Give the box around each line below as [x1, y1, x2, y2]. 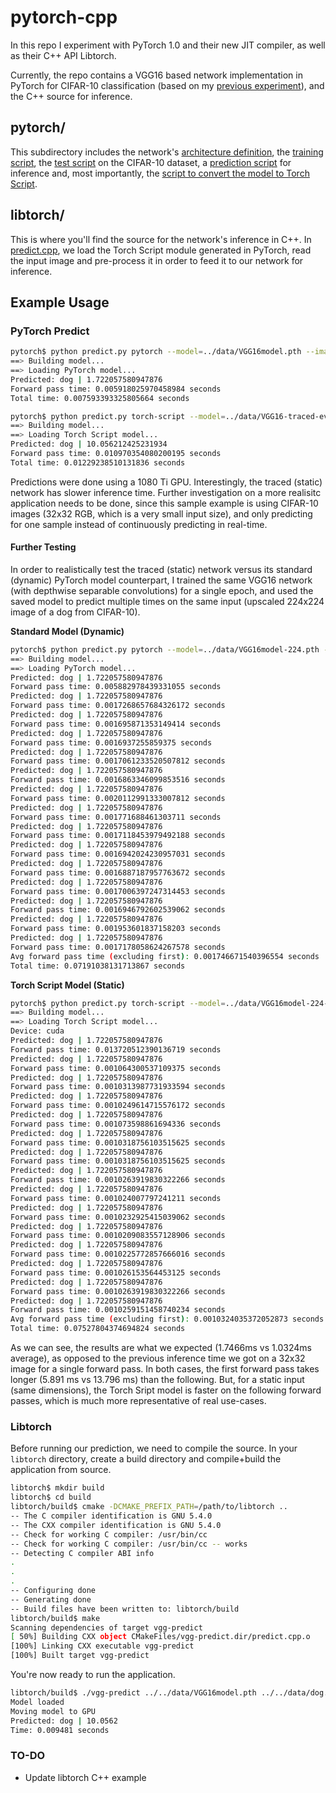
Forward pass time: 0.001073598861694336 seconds [10, 1119, 222, 1129]
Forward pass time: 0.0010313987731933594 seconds [10, 1082, 226, 1092]
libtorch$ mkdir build [10, 1483, 105, 1493]
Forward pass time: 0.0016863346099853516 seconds [10, 775, 226, 785]
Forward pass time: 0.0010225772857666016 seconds [10, 1249, 226, 1260]
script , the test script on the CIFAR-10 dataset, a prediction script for [10, 156, 292, 168]
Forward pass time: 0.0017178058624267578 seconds [10, 942, 226, 952]
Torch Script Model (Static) [10, 979, 125, 991]
